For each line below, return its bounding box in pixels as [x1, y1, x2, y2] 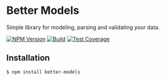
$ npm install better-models [6, 69, 81, 75]
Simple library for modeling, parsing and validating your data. [6, 24, 161, 31]
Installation [6, 53, 50, 63]
